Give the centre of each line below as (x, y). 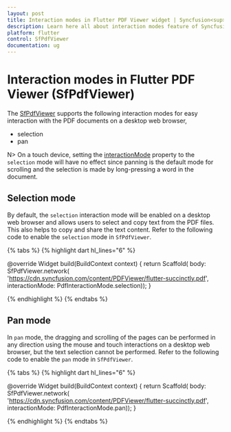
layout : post (26, 13)
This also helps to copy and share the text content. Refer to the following (110, 229)
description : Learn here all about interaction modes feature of (102, 26)
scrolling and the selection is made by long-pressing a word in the (101, 169)
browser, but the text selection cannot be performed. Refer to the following (113, 351)
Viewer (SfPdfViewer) (71, 94)
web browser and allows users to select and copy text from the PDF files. (111, 222)
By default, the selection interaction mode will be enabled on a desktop (109, 215)
